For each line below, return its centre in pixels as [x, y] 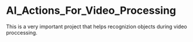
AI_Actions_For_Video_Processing [91, 11]
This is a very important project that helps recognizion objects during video [96, 26]
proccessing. [22, 32]
